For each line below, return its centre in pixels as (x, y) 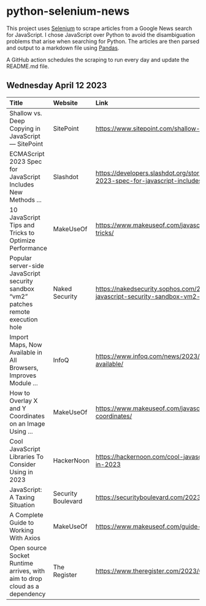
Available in (26, 352)
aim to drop (26, 578)
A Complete (27, 515)
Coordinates (27, 416)
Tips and (22, 225)
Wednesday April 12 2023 (57, 86)
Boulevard (68, 501)
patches (21, 304)
